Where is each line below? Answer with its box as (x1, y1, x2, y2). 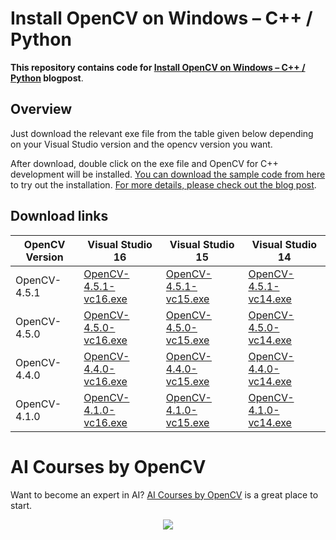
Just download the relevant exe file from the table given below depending (10, 127, 314, 139)
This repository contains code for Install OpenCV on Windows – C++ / (10, 61, 306, 73)
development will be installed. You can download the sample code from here (10, 168, 326, 180)
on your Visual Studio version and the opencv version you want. (10, 138, 273, 150)
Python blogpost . (10, 72, 84, 84)
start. (10, 499, 33, 511)
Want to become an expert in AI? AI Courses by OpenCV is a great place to (10, 488, 319, 501)
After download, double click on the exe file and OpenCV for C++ (10, 157, 279, 169)
